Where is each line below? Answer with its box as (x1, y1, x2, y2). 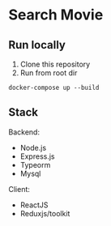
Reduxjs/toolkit (19, 208, 70, 218)
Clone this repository (19, 59, 91, 69)
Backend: (8, 127, 41, 137)
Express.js (19, 151, 55, 161)
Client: (8, 184, 31, 194)
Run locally (8, 38, 66, 52)
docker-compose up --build (8, 83, 100, 92)
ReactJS (19, 200, 49, 210)
